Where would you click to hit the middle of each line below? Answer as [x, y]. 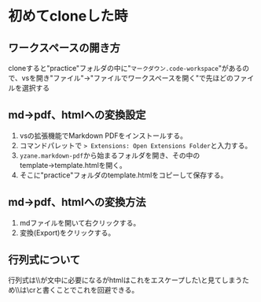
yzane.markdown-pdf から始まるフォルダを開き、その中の [110, 155]
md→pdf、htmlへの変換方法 [77, 202]
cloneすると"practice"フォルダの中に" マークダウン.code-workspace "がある [125, 68]
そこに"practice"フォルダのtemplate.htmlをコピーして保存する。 [123, 175]
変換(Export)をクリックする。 [67, 233]
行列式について [44, 260]
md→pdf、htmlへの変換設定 [77, 115]
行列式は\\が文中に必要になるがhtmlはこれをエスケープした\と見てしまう [125, 280]
